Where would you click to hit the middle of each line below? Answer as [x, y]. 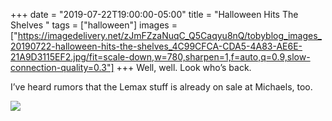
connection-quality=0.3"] [62, 67]
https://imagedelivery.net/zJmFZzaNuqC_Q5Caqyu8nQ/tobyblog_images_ [169, 35]
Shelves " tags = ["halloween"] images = [94, 25]
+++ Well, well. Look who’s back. [184, 67]
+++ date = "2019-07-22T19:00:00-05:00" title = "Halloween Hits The [154, 14]
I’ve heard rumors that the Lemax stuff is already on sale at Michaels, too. [161, 87]
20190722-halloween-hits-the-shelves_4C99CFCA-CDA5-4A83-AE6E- [156, 46]
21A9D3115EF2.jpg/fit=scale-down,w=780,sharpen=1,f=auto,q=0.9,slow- [160, 57]
